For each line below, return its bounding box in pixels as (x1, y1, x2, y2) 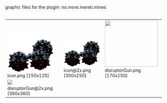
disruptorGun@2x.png (7, 85, 53, 91)
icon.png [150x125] (7, 72, 50, 78)
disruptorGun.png (104, 67, 141, 73)
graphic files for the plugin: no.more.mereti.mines (5, 4, 106, 10)
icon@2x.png (64, 67, 91, 73)
